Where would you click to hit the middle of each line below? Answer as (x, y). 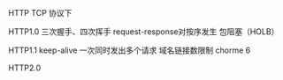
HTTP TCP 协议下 (40, 13)
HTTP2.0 (25, 68)
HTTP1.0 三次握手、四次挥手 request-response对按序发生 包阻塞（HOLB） (144, 32)
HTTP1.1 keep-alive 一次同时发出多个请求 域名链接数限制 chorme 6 (130, 50)
